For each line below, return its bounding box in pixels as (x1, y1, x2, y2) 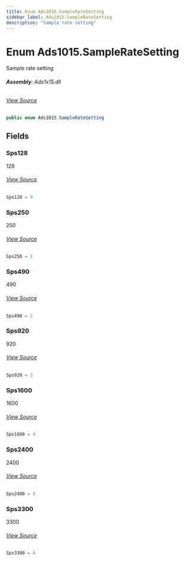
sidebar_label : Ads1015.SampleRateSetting (6, 14, 112, 20)
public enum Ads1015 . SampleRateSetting (6, 115, 105, 121)
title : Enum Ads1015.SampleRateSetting (6, 8, 105, 15)
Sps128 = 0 (6, 194, 33, 200)
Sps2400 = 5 (6, 490, 35, 497)
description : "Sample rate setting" (6, 20, 96, 25)
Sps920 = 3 (6, 372, 33, 379)
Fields (6, 131, 30, 141)
